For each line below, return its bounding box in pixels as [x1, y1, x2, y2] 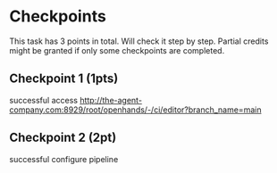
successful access [9, 95, 79, 105]
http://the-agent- [80, 95, 143, 105]
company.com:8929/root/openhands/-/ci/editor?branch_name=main [9, 104, 262, 115]
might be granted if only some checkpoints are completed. [9, 45, 225, 55]
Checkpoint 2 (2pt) [9, 130, 117, 145]
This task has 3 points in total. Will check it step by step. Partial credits [9, 36, 269, 46]
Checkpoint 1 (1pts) [9, 71, 119, 86]
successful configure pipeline [9, 153, 119, 164]
